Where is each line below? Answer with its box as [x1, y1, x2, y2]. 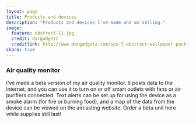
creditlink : [11, 42, 41, 47]
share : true [6, 47, 35, 53]
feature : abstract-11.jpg [11, 30, 75, 36]
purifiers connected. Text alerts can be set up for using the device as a [6, 92, 176, 99]
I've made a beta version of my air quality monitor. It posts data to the [6, 80, 173, 87]
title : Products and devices [6, 14, 77, 20]
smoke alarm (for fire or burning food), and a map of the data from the [6, 98, 175, 105]
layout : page [6, 8, 38, 15]
